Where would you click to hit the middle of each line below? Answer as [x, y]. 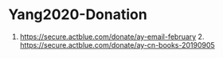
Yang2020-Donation [78, 15]
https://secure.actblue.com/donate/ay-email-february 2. [112, 37]
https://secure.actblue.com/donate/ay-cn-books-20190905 [117, 44]
